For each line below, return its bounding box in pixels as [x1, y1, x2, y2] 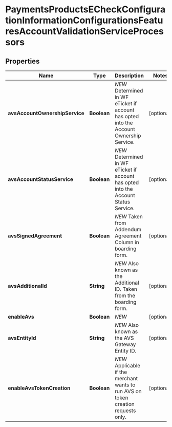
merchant [114, 375, 138, 382]
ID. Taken [114, 286, 137, 292]
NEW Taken [114, 213, 143, 220]
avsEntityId [8, 335, 36, 341]
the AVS [114, 335, 134, 341]
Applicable [114, 362, 141, 369]
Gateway [114, 341, 136, 348]
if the [114, 368, 127, 376]
